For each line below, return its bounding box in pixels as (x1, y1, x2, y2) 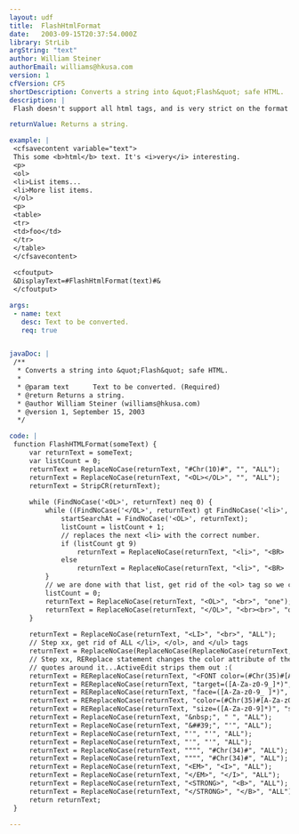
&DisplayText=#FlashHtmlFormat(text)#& (12, 277, 162, 285)
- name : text (12, 309, 62, 318)
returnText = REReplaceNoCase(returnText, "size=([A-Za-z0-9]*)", (28, 704, 280, 714)
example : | (9, 136, 50, 145)
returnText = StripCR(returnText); (28, 481, 162, 490)
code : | (9, 432, 38, 441)
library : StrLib (9, 37, 69, 47)
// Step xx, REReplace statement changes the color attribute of (28, 654, 277, 663)
